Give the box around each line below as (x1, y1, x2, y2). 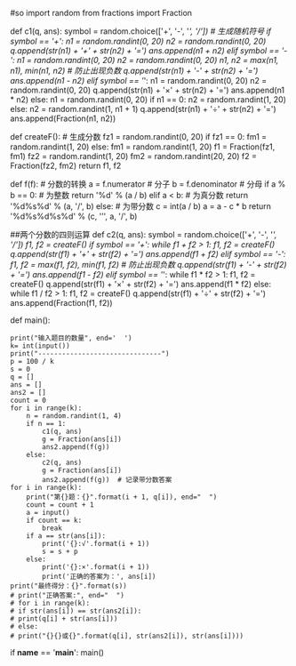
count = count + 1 (26, 501, 94, 510)
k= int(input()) (10, 341, 70, 350)
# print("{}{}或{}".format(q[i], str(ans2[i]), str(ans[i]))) (10, 631, 244, 640)
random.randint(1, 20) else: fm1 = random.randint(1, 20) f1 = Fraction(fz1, (10, 141, 276, 152)
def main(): (10, 315, 51, 325)
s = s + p (42, 547, 78, 556)
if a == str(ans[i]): (26, 532, 106, 541)
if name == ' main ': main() (10, 647, 105, 657)
